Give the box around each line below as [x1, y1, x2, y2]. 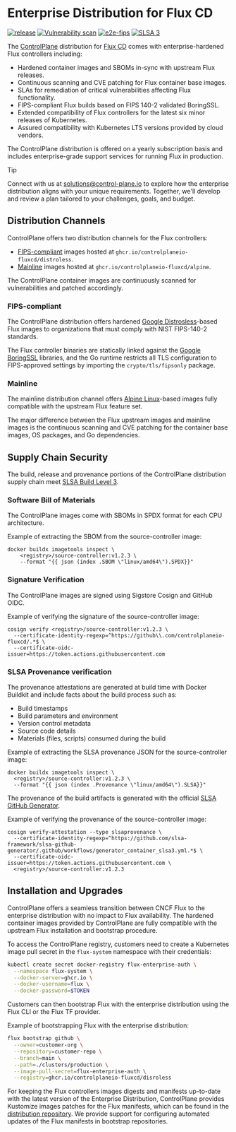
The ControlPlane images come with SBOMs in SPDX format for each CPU [7, 511, 223, 520]
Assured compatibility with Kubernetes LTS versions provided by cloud [17, 123, 223, 131]
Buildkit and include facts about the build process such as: [7, 690, 178, 699]
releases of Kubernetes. [17, 115, 87, 124]
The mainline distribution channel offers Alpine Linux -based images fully [7, 394, 218, 403]
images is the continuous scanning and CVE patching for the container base [7, 423, 228, 432]
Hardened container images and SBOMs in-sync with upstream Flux [17, 63, 216, 71]
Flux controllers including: [7, 49, 82, 58]
